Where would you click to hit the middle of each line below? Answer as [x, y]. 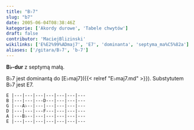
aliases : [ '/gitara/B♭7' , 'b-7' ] [47, 50]
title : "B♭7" [22, 12]
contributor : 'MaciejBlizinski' [46, 39]
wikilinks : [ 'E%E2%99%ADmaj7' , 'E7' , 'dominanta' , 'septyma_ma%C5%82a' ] [98, 45]
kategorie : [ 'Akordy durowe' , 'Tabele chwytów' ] [67, 28]
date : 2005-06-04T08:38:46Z [41, 22]
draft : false [22, 34]
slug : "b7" [20, 17]
